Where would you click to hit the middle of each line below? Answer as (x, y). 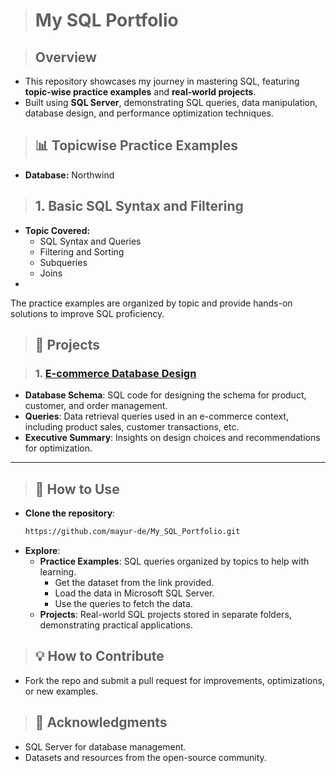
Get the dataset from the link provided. (134, 582)
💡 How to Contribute (99, 656)
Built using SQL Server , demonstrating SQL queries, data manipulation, (171, 102)
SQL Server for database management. (105, 746)
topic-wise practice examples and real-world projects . (140, 92)
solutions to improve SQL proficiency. (87, 313)
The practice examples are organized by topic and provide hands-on (151, 303)
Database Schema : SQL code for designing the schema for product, (165, 395)
